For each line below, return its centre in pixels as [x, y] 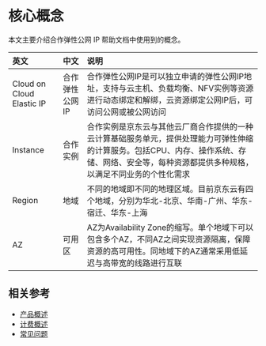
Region [25, 200]
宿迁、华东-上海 [117, 212]
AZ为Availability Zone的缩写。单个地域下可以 [170, 228]
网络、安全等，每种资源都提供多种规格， [178, 162]
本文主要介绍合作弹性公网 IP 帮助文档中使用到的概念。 [97, 39]
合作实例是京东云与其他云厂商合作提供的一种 [170, 126]
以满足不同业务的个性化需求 [138, 174]
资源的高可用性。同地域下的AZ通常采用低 [163, 251]
